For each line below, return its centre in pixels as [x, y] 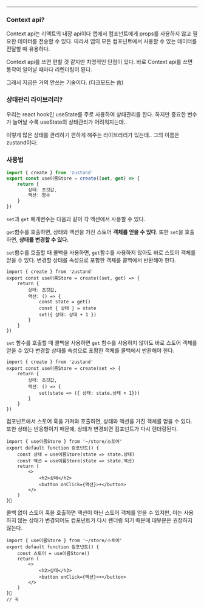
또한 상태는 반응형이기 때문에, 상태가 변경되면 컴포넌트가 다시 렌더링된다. [92, 429]
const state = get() [65, 302]
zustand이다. [22, 142]
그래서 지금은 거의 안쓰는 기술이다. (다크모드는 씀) [65, 82]
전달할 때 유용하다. [28, 49]
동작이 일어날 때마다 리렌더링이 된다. [49, 69]
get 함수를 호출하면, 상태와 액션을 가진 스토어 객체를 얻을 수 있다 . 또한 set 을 [95, 232]
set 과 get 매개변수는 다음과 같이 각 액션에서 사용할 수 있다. [76, 219]
